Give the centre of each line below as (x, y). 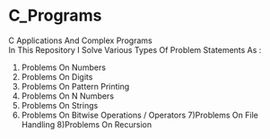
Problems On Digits (57, 76)
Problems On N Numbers (67, 96)
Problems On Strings (60, 105)
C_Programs (55, 16)
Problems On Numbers (64, 67)
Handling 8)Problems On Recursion (87, 124)
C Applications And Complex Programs (81, 40)
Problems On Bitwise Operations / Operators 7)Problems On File (140, 115)
